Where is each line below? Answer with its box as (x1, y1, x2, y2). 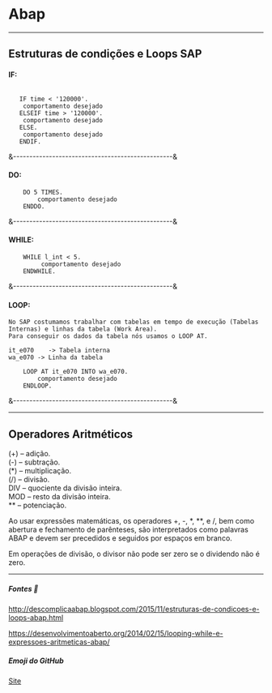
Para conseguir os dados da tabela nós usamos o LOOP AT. (8, 332, 208, 340)
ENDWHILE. (23, 267, 57, 276)
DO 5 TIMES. (23, 188, 63, 196)
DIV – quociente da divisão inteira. (8, 483, 123, 493)
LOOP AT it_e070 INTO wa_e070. (23, 368, 129, 376)
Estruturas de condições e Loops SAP (8, 47, 202, 61)
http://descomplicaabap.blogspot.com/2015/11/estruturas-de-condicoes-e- (8, 604, 261, 614)
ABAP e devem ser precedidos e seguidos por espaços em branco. (8, 533, 232, 543)
